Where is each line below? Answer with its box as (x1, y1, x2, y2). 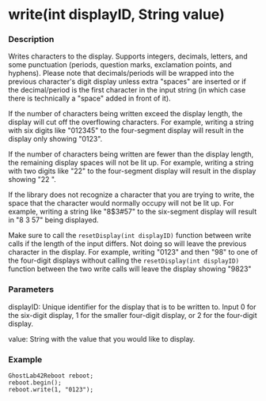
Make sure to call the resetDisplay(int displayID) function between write (8, 231, 252, 240)
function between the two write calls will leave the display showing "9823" (8, 264, 252, 274)
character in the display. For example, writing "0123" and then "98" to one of (8, 248, 258, 257)
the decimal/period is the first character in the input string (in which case (8, 85, 246, 95)
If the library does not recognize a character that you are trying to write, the (8, 190, 255, 199)
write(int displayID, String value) (8, 6, 225, 24)
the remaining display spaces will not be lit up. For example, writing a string (8, 158, 254, 168)
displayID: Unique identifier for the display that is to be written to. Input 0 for (8, 302, 256, 312)
